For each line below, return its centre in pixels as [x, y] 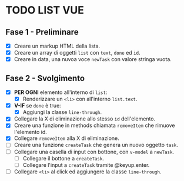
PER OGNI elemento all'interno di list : [61, 92]
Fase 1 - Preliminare [42, 32]
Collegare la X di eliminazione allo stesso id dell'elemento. [85, 119]
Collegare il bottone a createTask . [63, 158]
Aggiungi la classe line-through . [62, 112]
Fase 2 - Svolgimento [45, 78]
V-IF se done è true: [37, 106]
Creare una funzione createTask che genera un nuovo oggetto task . [96, 145]
